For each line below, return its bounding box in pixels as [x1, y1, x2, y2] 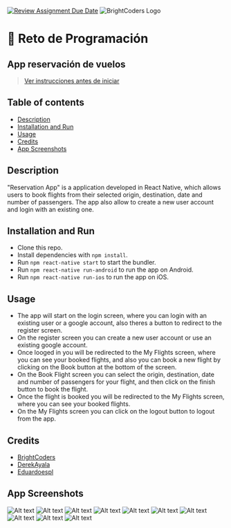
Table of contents [7, 97, 84, 109]
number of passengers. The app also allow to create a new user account [7, 197, 214, 206]
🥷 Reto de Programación [7, 31, 149, 46]
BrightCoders [17, 453, 56, 461]
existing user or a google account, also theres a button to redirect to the [17, 319, 223, 327]
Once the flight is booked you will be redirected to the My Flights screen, [17, 392, 225, 401]
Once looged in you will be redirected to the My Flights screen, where [17, 349, 216, 357]
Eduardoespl [17, 468, 54, 476]
